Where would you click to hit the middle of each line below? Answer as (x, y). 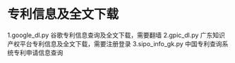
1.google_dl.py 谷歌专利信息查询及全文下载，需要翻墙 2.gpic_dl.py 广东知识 (116, 35)
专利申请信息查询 (38, 52)
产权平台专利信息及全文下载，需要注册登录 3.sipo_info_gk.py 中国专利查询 (115, 43)
